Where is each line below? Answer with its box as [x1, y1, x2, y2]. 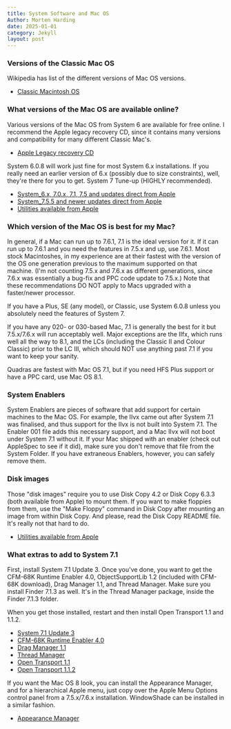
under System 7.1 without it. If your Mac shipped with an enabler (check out [7, 435, 221, 443]
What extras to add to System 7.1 [7, 550, 119, 559]
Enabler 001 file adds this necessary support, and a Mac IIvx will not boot [7, 428, 215, 436]
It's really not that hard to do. [7, 519, 90, 528]
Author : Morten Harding [7, 17, 76, 23]
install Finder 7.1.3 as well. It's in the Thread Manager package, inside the [7, 587, 214, 595]
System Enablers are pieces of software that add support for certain [7, 406, 201, 414]
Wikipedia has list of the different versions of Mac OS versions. [7, 74, 186, 83]
